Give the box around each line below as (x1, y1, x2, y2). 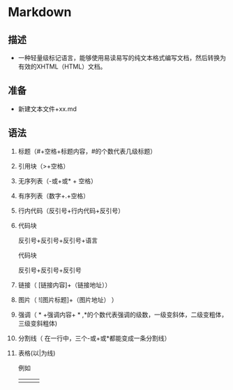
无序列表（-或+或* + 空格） (17, 176, 97, 185)
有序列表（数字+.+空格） (17, 192, 90, 200)
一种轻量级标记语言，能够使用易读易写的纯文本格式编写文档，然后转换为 (17, 54, 226, 62)
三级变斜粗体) (17, 319, 58, 327)
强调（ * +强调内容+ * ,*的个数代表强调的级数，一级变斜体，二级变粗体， (17, 310, 228, 319)
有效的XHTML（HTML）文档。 (17, 62, 107, 71)
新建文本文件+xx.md (17, 104, 77, 113)
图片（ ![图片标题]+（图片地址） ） (17, 295, 118, 304)
